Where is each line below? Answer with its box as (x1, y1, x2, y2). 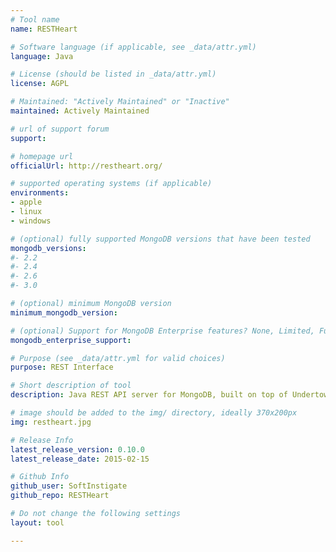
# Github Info (10, 472, 70, 482)
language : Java (10, 51, 74, 61)
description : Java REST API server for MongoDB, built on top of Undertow (10, 390, 329, 400)
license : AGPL (10, 79, 70, 89)
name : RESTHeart (10, 24, 78, 34)
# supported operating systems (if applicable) (10, 179, 213, 189)
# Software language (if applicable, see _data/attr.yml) (10, 42, 257, 52)
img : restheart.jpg (10, 417, 92, 427)
